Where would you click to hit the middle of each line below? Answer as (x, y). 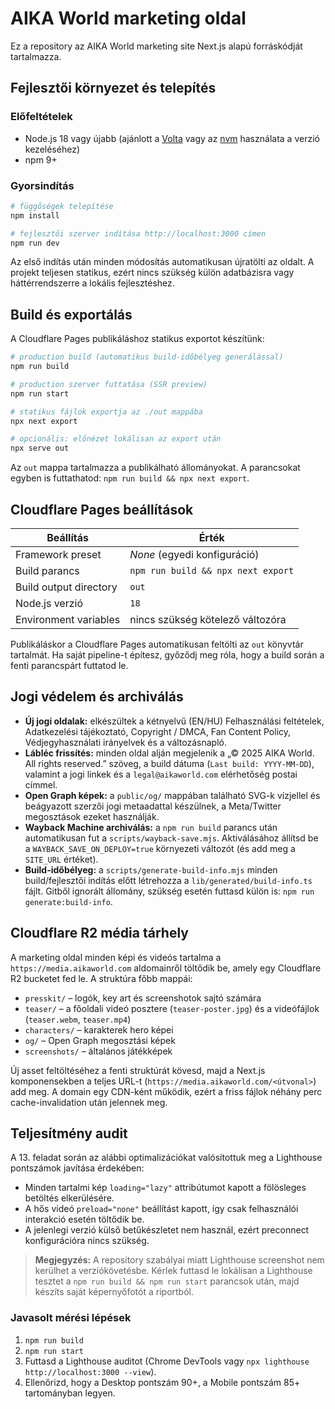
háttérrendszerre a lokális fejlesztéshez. (92, 283)
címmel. (41, 784)
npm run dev (35, 243)
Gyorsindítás (42, 185)
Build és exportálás (71, 314)
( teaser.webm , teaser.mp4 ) (78, 1019)
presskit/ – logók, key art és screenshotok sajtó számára (143, 998)
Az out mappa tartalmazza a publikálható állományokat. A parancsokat (155, 468)
